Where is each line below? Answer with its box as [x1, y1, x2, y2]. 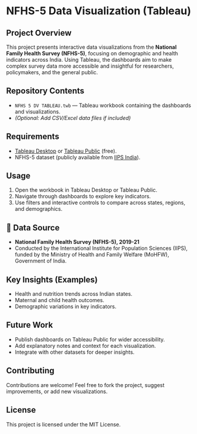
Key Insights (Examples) [6, 274, 98, 284]
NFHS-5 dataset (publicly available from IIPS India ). [14, 153, 141, 161]
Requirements [6, 132, 59, 142]
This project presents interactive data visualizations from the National [6, 43, 177, 50]
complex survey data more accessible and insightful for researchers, [6, 62, 174, 69]
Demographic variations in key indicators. [14, 303, 117, 310]
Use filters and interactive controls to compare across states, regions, [14, 199, 186, 206]
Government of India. [14, 257, 67, 265]
